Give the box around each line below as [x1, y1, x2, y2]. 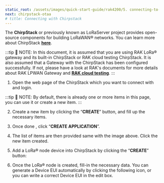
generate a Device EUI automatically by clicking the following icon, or [12, 167, 152, 173]
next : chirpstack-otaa [5, 12, 51, 17]
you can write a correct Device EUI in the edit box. [12, 173, 113, 179]
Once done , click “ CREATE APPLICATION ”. [12, 123, 100, 129]
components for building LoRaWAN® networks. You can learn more [20, 35, 155, 41]
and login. [12, 85, 33, 91]
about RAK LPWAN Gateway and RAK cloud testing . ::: [5, 70, 116, 76]
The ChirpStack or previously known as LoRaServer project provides [5, 30, 144, 36]
